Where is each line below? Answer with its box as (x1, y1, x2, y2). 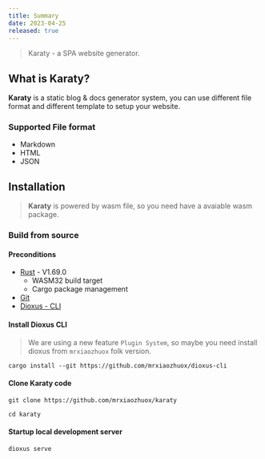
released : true (8, 26, 59, 34)
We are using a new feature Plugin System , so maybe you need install (27, 337, 258, 347)
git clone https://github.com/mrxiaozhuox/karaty (8, 396, 178, 405)
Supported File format (8, 122, 96, 133)
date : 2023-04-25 (8, 19, 66, 27)
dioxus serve (8, 445, 52, 453)
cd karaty (8, 410, 42, 418)
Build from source (8, 230, 79, 241)
